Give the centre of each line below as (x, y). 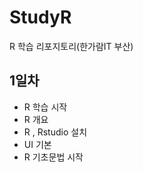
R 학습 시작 (45, 107)
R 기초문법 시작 (53, 157)
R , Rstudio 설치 (55, 132)
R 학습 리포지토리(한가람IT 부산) (71, 46)
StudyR (40, 17)
